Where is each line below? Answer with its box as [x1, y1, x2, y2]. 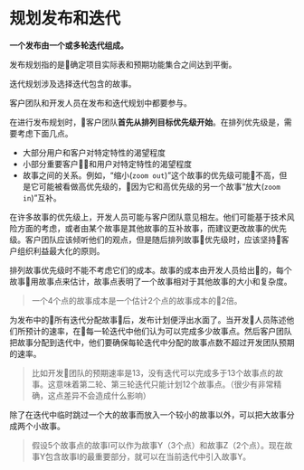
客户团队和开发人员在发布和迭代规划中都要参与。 [9, 97, 192, 108]
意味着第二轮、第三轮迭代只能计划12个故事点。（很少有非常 [55, 379, 274, 390]
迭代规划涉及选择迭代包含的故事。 [9, 78, 137, 89]
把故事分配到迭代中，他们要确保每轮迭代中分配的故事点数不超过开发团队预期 [9, 336, 295, 348]
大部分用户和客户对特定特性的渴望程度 [22, 146, 166, 158]
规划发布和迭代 [9, 8, 121, 29]
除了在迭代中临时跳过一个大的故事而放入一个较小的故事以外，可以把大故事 [9, 409, 287, 420]
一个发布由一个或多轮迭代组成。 [9, 40, 128, 51]
